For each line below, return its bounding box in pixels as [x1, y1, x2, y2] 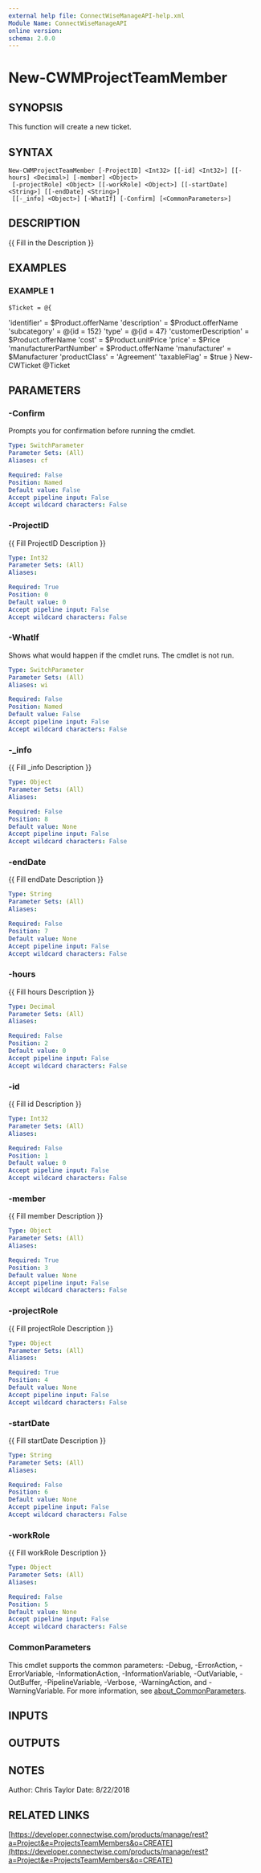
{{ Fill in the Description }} [8, 238, 95, 248]
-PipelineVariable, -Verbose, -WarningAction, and [43, 1677, 207, 1687]
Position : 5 [8, 1600, 48, 1609]
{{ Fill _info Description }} [8, 763, 92, 773]
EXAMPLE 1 [8, 285, 55, 297]
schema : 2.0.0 [8, 34, 56, 43]
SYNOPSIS [8, 100, 63, 114]
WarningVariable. [8, 1686, 66, 1695]
